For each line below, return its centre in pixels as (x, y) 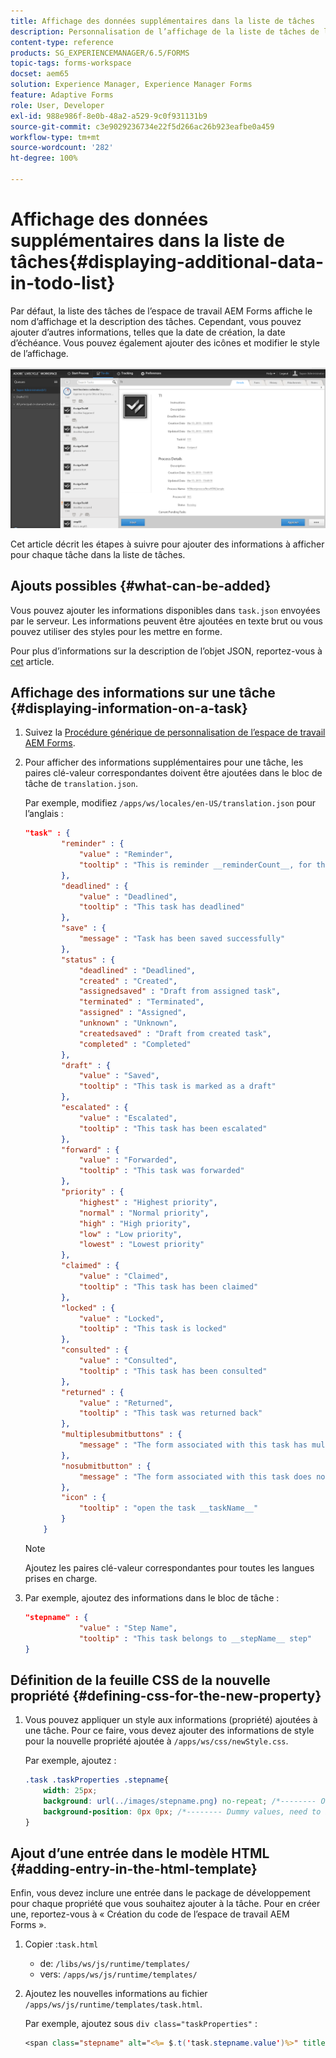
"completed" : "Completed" (135, 1044)
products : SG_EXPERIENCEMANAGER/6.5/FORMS (100, 53)
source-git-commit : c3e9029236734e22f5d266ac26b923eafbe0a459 (142, 126)
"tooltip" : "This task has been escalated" (173, 1128)
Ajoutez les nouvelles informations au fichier (116, 1994)
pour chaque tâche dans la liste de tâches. (98, 554)
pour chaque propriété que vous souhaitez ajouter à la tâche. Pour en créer (165, 1904)
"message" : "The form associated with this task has (193, 1445)
